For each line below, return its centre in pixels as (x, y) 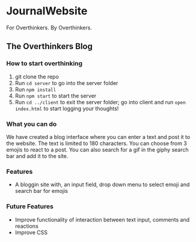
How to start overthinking (44, 63)
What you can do (32, 124)
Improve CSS (31, 232)
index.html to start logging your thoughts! (67, 108)
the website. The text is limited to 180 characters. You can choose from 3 (97, 143)
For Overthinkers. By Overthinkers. (49, 28)
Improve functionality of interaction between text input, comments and (102, 219)
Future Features (30, 207)
